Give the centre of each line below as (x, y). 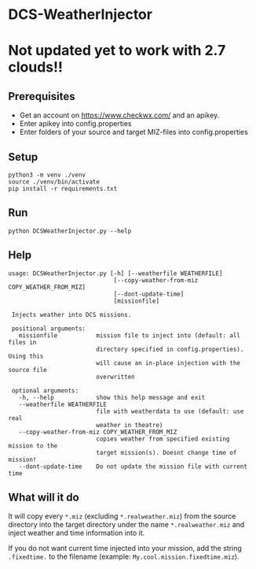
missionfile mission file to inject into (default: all (130, 335)
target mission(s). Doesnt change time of (166, 452)
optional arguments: (45, 390)
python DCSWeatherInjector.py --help (70, 231)
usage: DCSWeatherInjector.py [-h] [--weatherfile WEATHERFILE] (115, 273)
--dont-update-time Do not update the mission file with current (133, 467)
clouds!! (35, 67)
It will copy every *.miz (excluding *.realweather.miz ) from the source (122, 516)
